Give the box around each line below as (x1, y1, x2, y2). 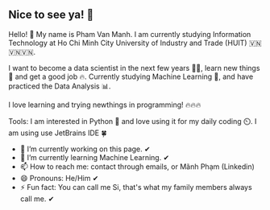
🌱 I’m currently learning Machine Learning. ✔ (19, 152, 170, 162)
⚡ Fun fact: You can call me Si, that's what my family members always (19, 182, 252, 191)
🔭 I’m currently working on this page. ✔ (19, 144, 151, 154)
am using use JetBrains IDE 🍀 (8, 128, 107, 138)
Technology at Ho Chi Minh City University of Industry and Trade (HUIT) (8, 38, 247, 47)
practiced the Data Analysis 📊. (8, 81, 111, 91)
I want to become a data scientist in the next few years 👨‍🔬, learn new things (8, 63, 260, 72)
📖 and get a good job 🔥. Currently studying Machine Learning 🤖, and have (8, 72, 254, 81)
